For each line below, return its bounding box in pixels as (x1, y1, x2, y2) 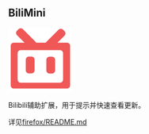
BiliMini (8, 6, 46, 20)
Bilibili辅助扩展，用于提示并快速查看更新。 (8, 100, 146, 109)
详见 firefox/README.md (8, 117, 87, 126)
